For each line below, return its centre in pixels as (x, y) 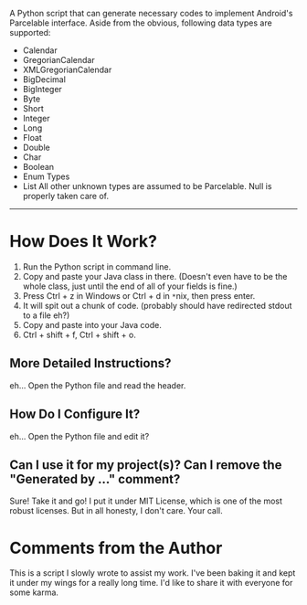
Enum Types (46, 176)
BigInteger (42, 89)
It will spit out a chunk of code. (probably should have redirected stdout (157, 305)
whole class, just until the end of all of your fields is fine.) (130, 286)
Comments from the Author (116, 548)
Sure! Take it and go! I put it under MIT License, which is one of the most (146, 501)
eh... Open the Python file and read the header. (98, 385)
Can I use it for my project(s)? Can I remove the (146, 465)
